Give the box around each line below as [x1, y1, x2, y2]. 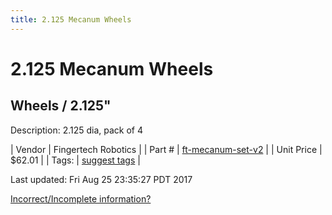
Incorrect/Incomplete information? [10, 192, 152, 205]
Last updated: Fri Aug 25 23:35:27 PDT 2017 [10, 173, 193, 185]
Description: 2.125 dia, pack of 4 [10, 124, 144, 136]
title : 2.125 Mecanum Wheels [10, 14, 132, 25]
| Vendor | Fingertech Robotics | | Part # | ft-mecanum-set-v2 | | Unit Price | [10, 143, 323, 155]
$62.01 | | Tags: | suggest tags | [10, 154, 141, 166]
